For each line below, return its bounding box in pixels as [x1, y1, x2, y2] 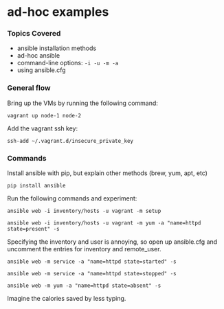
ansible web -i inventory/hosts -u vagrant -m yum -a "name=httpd [7, 220, 201, 227]
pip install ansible [7, 183, 67, 190]
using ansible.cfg [16, 66, 67, 74]
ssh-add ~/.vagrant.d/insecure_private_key [7, 137, 134, 144]
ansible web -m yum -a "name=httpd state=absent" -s [7, 282, 161, 289]
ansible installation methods [16, 44, 97, 52]
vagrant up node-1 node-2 [7, 112, 81, 119]
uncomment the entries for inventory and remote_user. [7, 245, 161, 253]
